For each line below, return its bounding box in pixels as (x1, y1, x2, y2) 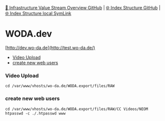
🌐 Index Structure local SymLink (5, 10, 71, 16)
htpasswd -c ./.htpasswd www (5, 110, 66, 116)
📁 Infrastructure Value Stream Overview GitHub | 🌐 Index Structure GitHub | (5, 5, 161, 10)
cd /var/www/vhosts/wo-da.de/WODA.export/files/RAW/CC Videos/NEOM (5, 106, 149, 111)
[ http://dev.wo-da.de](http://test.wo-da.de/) (5, 44, 96, 50)
